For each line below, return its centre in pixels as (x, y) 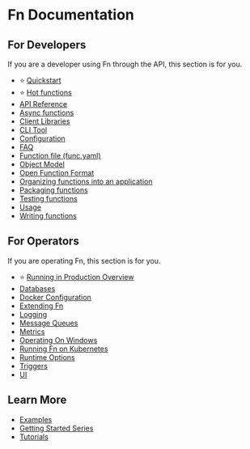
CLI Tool (33, 130)
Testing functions (48, 199)
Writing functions (48, 216)
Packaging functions (53, 190)
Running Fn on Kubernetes (64, 349)
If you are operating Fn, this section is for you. (84, 261)
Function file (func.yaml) (60, 156)
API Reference (43, 104)
